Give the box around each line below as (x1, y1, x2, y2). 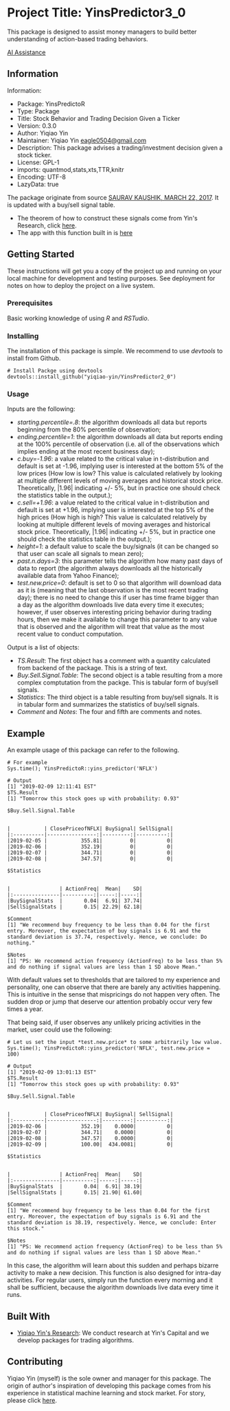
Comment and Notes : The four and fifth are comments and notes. (16, 708, 203, 716)
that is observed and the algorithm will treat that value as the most (16, 623, 205, 631)
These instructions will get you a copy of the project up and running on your (7, 267, 222, 275)
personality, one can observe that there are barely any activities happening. (7, 983, 221, 991)
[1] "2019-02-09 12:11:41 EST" (7, 784, 97, 790)
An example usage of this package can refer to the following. (7, 746, 180, 754)
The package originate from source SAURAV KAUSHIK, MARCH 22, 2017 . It (7, 193, 219, 201)
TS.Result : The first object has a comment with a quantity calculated (16, 656, 211, 665)
